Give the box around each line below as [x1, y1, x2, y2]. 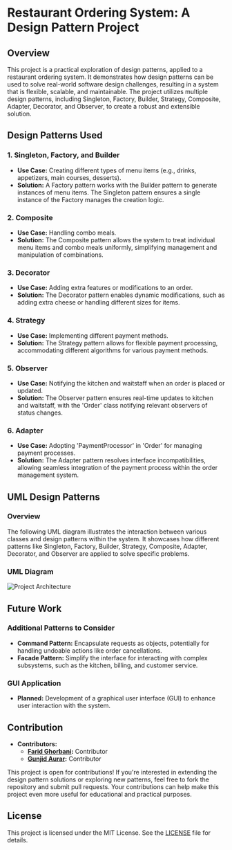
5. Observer [7, 363, 48, 373]
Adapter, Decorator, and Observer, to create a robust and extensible [7, 102, 200, 110]
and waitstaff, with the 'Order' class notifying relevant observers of [17, 401, 208, 409]
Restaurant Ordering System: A [7, 5, 191, 21]
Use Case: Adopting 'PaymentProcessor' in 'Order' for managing [17, 442, 202, 450]
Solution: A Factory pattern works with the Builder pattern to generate [17, 181, 217, 189]
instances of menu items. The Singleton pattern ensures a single [17, 188, 201, 197]
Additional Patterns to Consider [7, 623, 115, 633]
